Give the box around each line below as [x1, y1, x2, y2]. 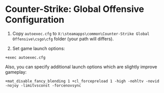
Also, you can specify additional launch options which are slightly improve [5, 64, 158, 70]
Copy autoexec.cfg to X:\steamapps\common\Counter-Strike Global [12, 30, 150, 36]
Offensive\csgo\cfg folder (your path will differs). [12, 36, 114, 42]
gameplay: [5, 69, 27, 75]
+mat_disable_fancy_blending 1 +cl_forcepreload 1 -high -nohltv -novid [5, 79, 160, 84]
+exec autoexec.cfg [5, 55, 46, 60]
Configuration [5, 14, 65, 25]
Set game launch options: [12, 45, 65, 51]
